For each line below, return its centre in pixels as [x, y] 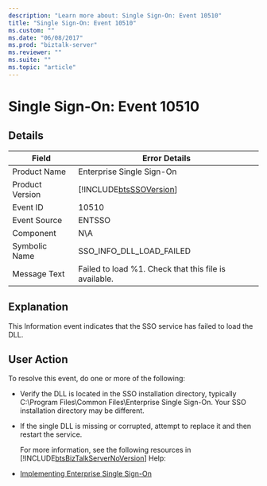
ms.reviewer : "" [35, 52]
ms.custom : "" [32, 30]
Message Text [39, 273]
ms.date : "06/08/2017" [46, 38]
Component [35, 233]
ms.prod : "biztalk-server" [53, 45]
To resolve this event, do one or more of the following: [97, 379]
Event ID [28, 207]
